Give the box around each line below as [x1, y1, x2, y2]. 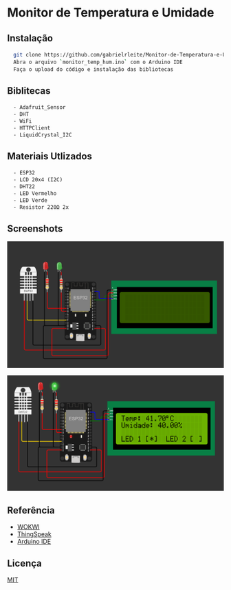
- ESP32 [13, 170, 36, 176]
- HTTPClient [13, 125, 51, 132]
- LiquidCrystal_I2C [13, 132, 72, 139]
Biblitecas [7, 85, 51, 97]
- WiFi [13, 118, 32, 125]
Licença [7, 557, 43, 569]
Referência [7, 505, 55, 516]
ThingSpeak [16, 530, 52, 538]
